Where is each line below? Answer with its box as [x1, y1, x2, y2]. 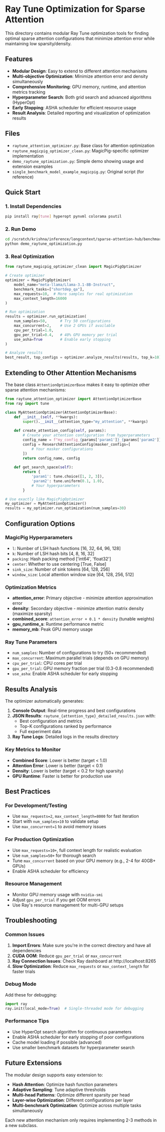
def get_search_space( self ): [14, 465, 74, 470]
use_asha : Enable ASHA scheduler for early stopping [12, 671, 118, 677]
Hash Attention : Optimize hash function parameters [12, 1081, 118, 1087]
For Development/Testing [5, 802, 67, 809]
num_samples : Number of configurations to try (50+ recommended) [12, 650, 146, 656]
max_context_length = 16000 [14, 296, 67, 301]
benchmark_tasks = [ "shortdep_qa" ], [14, 287, 84, 291]
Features [5, 55, 33, 64]
